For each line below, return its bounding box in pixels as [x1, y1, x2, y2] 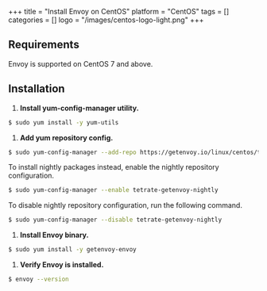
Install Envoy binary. [19, 230, 89, 240]
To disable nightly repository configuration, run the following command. [8, 201, 242, 210]
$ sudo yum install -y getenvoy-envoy [8, 246, 137, 254]
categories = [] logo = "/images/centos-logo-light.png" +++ [8, 15, 204, 25]
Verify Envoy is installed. [19, 260, 104, 269]
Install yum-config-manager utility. [19, 103, 139, 113]
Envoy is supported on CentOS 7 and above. [8, 59, 153, 68]
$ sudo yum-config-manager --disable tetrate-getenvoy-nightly [8, 216, 222, 224]
